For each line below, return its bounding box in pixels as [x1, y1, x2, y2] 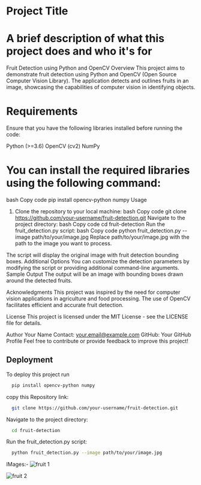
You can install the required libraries [6, 163, 190, 177]
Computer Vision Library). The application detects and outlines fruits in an [6, 77, 189, 85]
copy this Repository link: [6, 393, 69, 400]
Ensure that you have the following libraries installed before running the [6, 124, 183, 132]
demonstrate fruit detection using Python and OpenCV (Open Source [6, 71, 177, 78]
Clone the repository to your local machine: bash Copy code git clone [14, 208, 187, 215]
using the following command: [6, 176, 161, 190]
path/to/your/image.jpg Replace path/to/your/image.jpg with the [31, 233, 190, 240]
